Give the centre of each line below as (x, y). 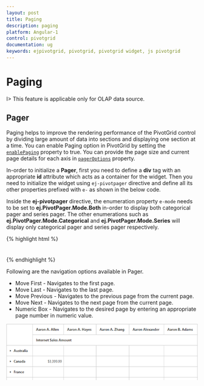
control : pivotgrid (31, 39)
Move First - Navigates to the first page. (65, 283)
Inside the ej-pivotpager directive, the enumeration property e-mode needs (100, 201)
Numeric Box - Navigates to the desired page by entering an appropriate (106, 309)
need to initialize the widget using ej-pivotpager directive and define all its (100, 183)
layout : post (23, 13)
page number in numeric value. (54, 315)
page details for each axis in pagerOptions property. (71, 158)
